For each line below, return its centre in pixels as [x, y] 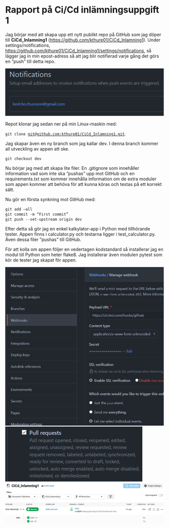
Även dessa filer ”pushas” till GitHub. [43, 239]
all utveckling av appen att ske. [37, 149]
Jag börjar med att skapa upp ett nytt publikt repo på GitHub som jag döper [83, 34]
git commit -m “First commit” [37, 214]
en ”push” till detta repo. [30, 61]
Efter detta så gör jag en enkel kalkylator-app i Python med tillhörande [78, 229]
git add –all [19, 209]
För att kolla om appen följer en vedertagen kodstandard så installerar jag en [84, 250]
